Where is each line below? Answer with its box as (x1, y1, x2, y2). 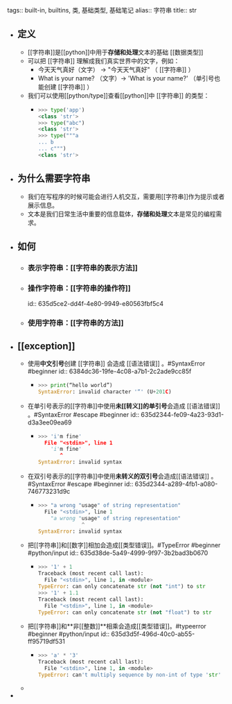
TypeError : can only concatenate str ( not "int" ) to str (37, 583, 206, 590)
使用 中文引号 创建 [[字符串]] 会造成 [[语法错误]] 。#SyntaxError (27, 359, 206, 368)
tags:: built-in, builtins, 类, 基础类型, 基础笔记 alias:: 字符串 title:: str (7, 6, 197, 14)
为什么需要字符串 (17, 173, 91, 184)
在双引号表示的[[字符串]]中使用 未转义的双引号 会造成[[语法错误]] (27, 472, 210, 481)
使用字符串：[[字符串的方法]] (27, 318, 124, 328)
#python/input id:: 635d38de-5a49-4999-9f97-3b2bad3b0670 (27, 549, 208, 557)
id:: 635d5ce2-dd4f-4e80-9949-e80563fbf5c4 (27, 300, 164, 308)
